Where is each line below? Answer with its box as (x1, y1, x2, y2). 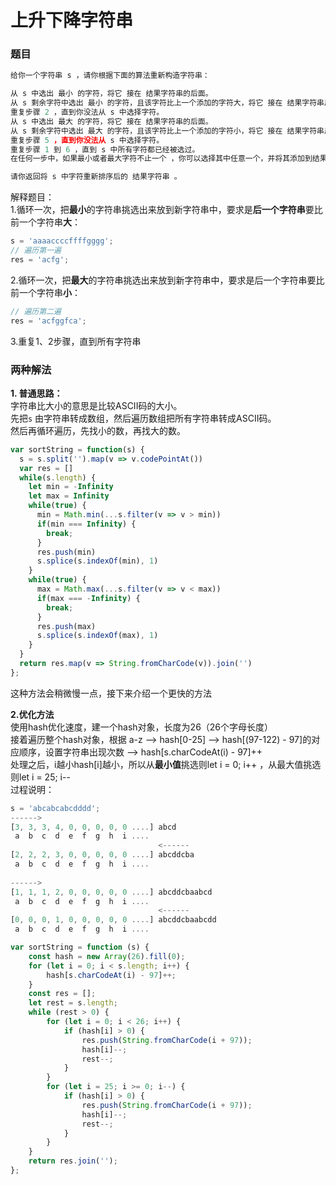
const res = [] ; (28, 989, 97, 999)
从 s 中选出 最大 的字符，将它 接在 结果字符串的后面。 (10, 116, 213, 126)
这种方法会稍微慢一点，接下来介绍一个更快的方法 (10, 687, 212, 699)
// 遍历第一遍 (10, 246, 62, 256)
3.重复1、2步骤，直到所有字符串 (10, 335, 142, 347)
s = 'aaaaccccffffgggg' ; (10, 236, 114, 246)
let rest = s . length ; (28, 998, 118, 1008)
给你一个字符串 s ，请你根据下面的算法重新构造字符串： (10, 71, 210, 81)
